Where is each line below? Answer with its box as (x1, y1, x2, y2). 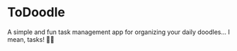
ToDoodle (7, 4, 66, 21)
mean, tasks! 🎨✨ (7, 35, 54, 43)
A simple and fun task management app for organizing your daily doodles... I (7, 28, 230, 36)
